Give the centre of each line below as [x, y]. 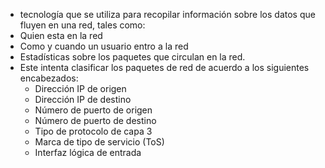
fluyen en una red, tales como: [82, 25]
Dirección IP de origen [80, 88]
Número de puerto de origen [93, 110]
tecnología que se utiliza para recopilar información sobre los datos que [167, 14]
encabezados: [49, 78]
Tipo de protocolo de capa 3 [93, 131]
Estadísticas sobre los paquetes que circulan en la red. [132, 57]
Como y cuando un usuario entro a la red [104, 46]
